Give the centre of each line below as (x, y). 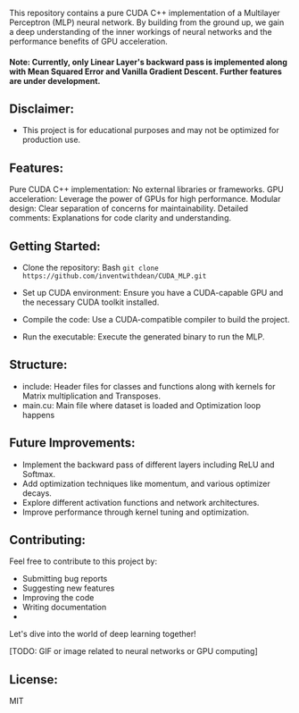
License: (33, 679)
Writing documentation (64, 608)
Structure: (38, 365)
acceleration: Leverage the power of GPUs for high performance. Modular (145, 199)
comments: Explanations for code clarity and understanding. (120, 218)
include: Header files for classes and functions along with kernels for (149, 386)
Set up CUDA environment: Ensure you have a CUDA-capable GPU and (153, 293)
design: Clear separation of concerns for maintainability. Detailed (129, 208)
